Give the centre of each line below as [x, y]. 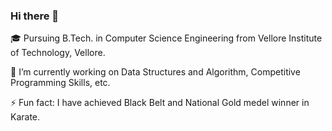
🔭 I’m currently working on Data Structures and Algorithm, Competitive [155, 72]
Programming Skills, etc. [60, 83]
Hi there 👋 [35, 16]
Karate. [25, 117]
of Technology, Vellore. [58, 53]
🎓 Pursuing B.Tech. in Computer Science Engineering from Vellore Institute [166, 38]
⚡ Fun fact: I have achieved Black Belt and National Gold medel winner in [160, 103]
